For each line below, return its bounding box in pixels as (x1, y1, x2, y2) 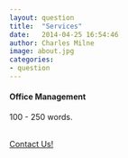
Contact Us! (9, 139, 54, 150)
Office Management (9, 91, 87, 102)
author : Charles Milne (9, 38, 95, 48)
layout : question (9, 13, 75, 23)
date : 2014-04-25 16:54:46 (9, 30, 119, 39)
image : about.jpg (9, 47, 75, 56)
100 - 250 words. (9, 112, 73, 123)
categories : (9, 55, 54, 64)
